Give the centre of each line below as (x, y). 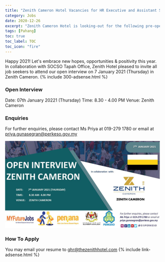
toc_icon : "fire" (23, 47)
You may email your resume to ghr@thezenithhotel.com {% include (73, 250)
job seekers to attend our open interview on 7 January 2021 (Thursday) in (80, 72)
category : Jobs (21, 15)
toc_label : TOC (21, 42)
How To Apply (22, 239)
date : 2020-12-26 (23, 21)
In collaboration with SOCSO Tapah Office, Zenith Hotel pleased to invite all (81, 66)
